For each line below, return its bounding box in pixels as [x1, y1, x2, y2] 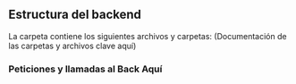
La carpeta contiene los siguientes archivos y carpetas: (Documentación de [8, 30, 287, 41]
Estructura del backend [8, 7, 142, 22]
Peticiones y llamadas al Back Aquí [8, 63, 163, 75]
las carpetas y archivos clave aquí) [8, 40, 137, 51]
